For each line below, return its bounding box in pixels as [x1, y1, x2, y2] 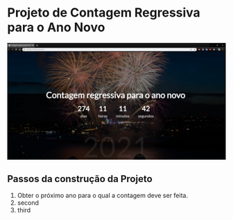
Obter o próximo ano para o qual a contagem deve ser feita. [17, 192, 189, 200]
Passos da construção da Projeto [7, 173, 153, 185]
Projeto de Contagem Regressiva [7, 5, 201, 21]
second [17, 199, 40, 207]
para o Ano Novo [7, 19, 105, 35]
